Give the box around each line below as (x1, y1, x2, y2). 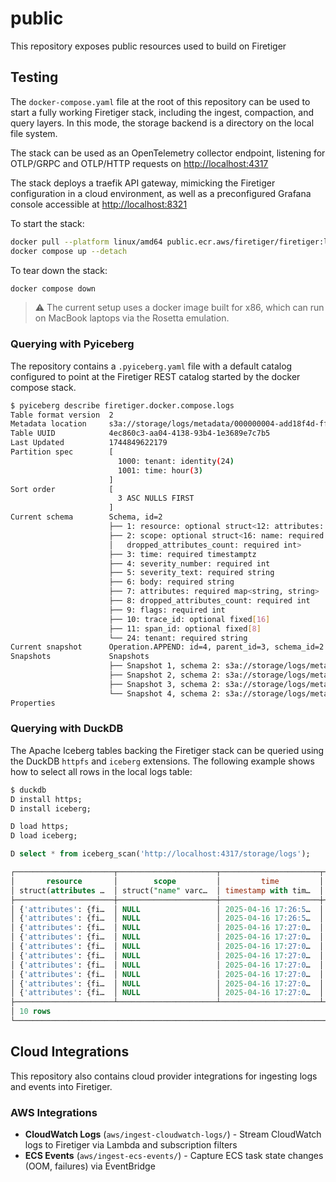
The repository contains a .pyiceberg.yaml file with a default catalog (10, 360, 293, 372)
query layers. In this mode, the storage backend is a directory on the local (10, 117, 315, 129)
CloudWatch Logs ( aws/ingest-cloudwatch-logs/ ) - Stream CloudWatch (24, 1128, 322, 1141)
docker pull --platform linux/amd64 (10, 237, 163, 247)
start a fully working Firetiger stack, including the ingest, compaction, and (10, 106, 315, 118)
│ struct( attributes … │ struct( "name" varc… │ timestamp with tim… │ (10, 885, 325, 896)
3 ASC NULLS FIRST (117, 493, 195, 504)
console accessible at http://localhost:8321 (10, 198, 188, 210)
